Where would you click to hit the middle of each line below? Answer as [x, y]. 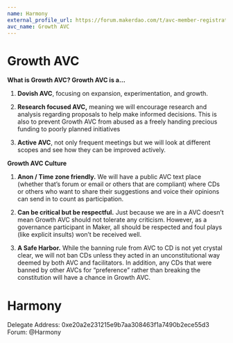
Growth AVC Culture [37, 163]
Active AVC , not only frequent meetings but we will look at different [114, 142]
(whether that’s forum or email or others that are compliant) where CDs [119, 184]
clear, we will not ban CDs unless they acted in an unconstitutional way [119, 256]
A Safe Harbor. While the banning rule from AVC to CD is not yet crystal [120, 248]
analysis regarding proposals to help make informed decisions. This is [117, 115]
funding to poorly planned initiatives [69, 129]
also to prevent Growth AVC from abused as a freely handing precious [117, 122]
